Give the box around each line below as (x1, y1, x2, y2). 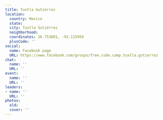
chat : (5, 57, 16, 62)
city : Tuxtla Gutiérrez (9, 25, 58, 30)
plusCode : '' (9, 39, 36, 44)
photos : (5, 98, 21, 103)
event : (5, 71, 19, 76)
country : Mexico (9, 16, 42, 21)
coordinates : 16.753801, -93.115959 (9, 35, 84, 40)
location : (5, 12, 25, 17)
